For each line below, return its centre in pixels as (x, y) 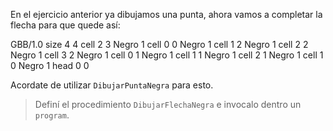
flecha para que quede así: (65, 25)
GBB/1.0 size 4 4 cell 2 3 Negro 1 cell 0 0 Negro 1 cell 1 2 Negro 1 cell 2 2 (159, 44)
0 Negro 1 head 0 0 (50, 65)
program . (52, 115)
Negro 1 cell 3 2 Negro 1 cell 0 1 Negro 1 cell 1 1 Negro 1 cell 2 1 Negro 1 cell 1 (167, 55)
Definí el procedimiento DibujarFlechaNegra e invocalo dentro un (168, 104)
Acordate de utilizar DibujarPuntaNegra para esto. (112, 85)
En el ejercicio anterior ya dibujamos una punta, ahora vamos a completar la (166, 14)
